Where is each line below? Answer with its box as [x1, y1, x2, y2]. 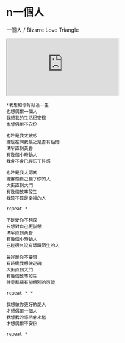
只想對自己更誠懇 [6, 223, 42, 229]
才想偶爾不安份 [6, 320, 37, 326]
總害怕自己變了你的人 [6, 176, 51, 182]
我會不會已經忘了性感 [6, 158, 51, 164]
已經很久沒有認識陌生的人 [6, 243, 60, 249]
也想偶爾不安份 [6, 121, 37, 127]
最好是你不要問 [6, 254, 37, 260]
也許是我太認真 [6, 170, 37, 176]
